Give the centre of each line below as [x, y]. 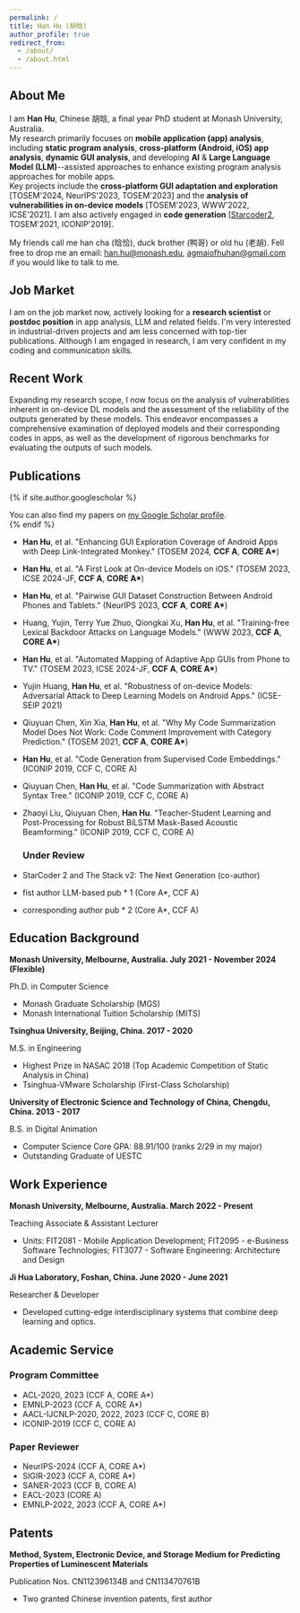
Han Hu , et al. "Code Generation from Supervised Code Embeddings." [151, 759]
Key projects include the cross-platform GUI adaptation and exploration [144, 186]
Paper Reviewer [44, 1447]
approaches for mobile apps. [63, 176]
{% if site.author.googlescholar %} [73, 498]
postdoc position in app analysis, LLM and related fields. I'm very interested [150, 322]
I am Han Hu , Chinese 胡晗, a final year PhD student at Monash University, [146, 119]
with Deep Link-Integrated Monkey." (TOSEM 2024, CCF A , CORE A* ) [151, 551]
